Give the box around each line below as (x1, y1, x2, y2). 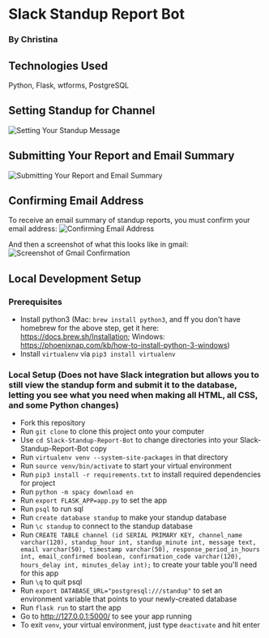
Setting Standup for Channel (8, 104, 156, 118)
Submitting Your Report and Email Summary (8, 149, 235, 163)
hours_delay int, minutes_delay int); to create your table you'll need (19, 560, 258, 570)
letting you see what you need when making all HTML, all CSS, (8, 389, 258, 400)
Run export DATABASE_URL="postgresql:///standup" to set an (19, 585, 223, 596)
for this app (19, 568, 59, 578)
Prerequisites (8, 296, 62, 307)
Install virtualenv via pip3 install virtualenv (19, 349, 176, 359)
